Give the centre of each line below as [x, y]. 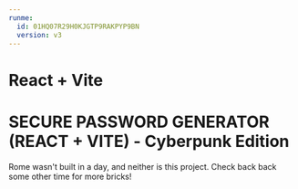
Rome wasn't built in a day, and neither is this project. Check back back [143, 166]
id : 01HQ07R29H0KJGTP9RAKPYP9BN [78, 26]
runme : [21, 18]
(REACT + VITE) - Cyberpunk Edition [149, 141]
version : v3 [40, 35]
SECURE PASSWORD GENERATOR [139, 122]
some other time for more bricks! [70, 176]
